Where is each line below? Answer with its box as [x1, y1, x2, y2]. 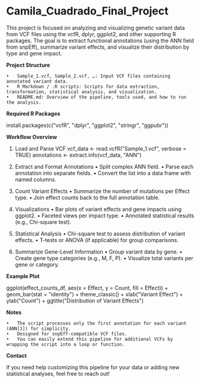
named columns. [14, 176, 56, 183]
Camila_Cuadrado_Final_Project [6, 4, 169, 18]
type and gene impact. [6, 49, 62, 57]
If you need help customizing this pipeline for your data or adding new [6, 363, 180, 371]
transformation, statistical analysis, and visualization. [6, 89, 157, 95]
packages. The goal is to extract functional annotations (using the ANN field [6, 37, 194, 44]
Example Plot [6, 272, 40, 279]
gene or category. [14, 261, 59, 268]
